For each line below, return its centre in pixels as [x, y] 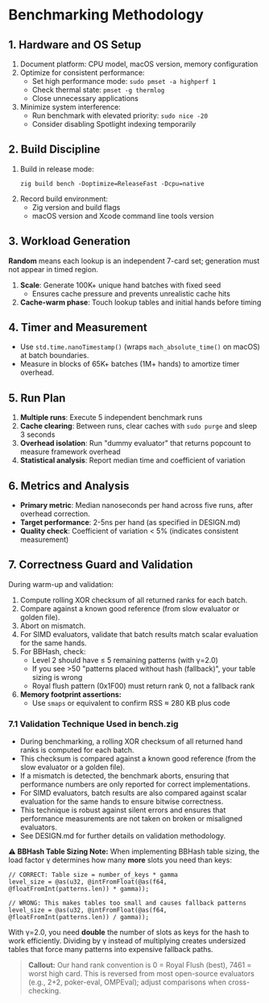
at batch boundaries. [54, 355]
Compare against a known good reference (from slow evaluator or [130, 608]
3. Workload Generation [69, 241]
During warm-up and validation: [61, 584]
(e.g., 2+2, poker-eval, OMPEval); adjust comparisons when [127, 982]
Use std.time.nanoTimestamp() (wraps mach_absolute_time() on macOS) [140, 347]
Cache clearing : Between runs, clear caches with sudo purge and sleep [139, 426]
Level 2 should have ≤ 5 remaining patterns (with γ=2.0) [125, 660]
